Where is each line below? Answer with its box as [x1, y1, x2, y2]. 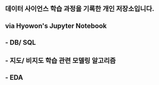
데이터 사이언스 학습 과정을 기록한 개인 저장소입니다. [5, 4, 155, 13]
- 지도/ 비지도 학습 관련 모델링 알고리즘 [5, 56, 116, 65]
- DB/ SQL [5, 38, 36, 47]
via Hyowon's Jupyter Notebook [5, 22, 107, 30]
